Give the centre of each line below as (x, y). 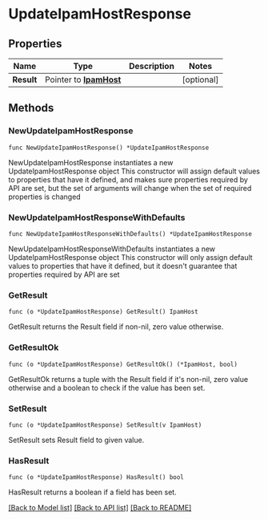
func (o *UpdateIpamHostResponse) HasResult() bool (96, 477)
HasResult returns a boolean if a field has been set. (93, 492)
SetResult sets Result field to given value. (76, 440)
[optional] (200, 79)
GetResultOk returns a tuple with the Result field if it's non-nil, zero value (128, 379)
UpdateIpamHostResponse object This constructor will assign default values (134, 171)
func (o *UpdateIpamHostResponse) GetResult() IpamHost (103, 312)
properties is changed (45, 197)
